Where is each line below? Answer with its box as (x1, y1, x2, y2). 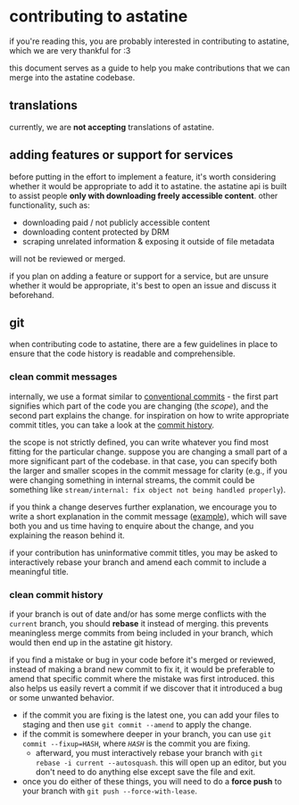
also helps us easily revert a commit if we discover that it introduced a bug (9, 683, 283, 693)
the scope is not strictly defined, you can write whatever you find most (9, 436, 270, 447)
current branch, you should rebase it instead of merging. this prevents (9, 618, 270, 628)
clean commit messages (9, 370, 118, 383)
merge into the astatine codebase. (9, 71, 136, 82)
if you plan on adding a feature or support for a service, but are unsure (9, 270, 270, 281)
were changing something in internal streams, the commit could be (9, 475, 255, 485)
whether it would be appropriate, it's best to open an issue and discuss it (9, 279, 277, 291)
